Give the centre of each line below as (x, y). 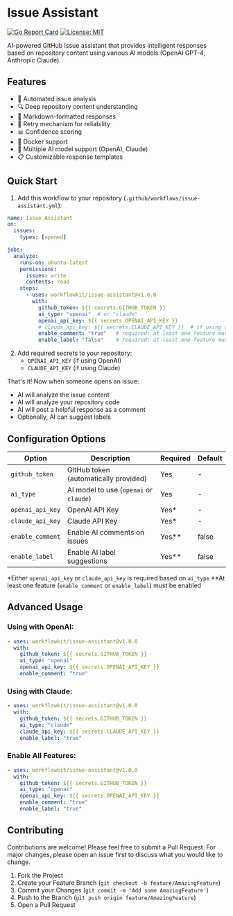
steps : (29, 288)
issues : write (46, 275)
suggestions (87, 561)
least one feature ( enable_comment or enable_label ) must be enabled (104, 585)
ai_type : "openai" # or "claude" (88, 314)
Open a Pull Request (46, 905)
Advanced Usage (45, 607)
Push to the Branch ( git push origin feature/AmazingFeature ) (106, 897)
